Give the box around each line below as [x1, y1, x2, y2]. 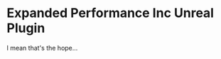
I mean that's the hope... [6, 43, 78, 52]
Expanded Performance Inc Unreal [6, 5, 215, 21]
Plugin [6, 20, 45, 36]
